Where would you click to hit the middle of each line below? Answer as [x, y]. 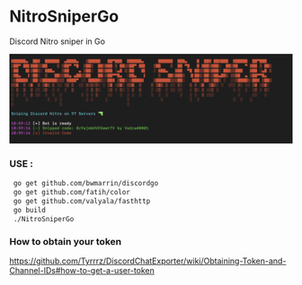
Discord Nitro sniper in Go [58, 41]
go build [30, 211]
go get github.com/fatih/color [71, 193]
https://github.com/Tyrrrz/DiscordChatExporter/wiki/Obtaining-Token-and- [148, 261]
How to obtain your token [66, 242]
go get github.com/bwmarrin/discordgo [86, 184]
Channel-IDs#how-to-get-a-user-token [82, 271]
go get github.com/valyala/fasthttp [82, 202]
